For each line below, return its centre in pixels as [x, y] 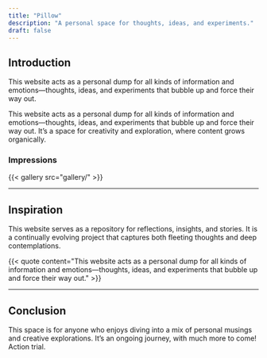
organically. [27, 139]
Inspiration [36, 210]
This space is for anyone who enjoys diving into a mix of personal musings [130, 330]
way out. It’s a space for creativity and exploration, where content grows [126, 131]
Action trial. [27, 347]
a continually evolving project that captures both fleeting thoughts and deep [132, 237]
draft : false [30, 30]
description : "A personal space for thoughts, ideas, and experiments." [131, 23]
